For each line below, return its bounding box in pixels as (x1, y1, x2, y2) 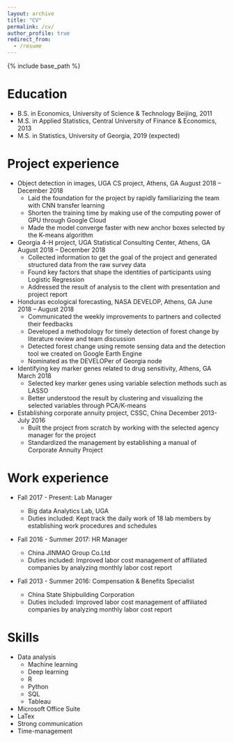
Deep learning (27, 667, 69, 676)
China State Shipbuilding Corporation (27, 590, 135, 598)
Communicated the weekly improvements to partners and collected (27, 312, 221, 321)
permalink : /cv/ (7, 23, 54, 30)
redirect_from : (7, 36, 52, 43)
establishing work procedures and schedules (27, 521, 157, 530)
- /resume (13, 43, 42, 50)
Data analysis (17, 653, 56, 661)
